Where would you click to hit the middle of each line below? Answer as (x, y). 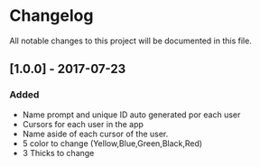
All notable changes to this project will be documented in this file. (131, 41)
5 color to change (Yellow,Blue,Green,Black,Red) (112, 143)
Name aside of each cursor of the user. (95, 134)
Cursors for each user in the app (83, 124)
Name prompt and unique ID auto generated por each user (131, 115)
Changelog (51, 16)
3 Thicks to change (58, 153)
